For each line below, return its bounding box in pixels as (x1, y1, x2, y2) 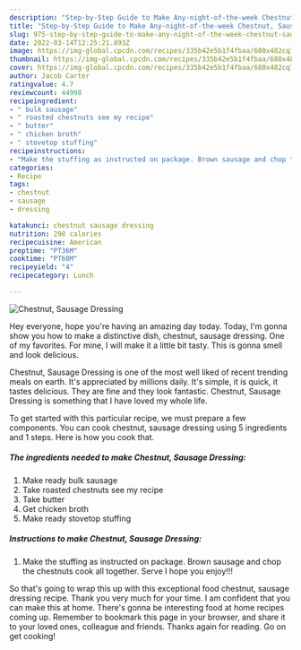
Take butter (21, 494, 65, 505)
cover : (9, 64, 34, 73)
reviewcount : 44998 (9, 88, 82, 97)
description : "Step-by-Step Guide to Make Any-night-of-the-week (9, 13, 258, 22)
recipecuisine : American (9, 238, 102, 247)
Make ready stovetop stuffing (21, 513, 132, 524)
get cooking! (9, 630, 56, 641)
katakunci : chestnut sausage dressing (9, 221, 154, 230)
